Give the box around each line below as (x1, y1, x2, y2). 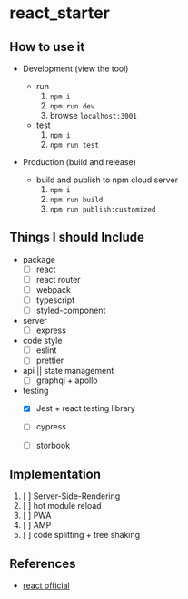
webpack (35, 284, 71, 294)
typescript (35, 294, 75, 305)
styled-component (35, 305, 106, 316)
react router (35, 274, 81, 284)
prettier (35, 355, 64, 367)
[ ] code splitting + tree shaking (22, 530, 141, 541)
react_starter (9, 3, 111, 24)
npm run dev (49, 102, 95, 111)
